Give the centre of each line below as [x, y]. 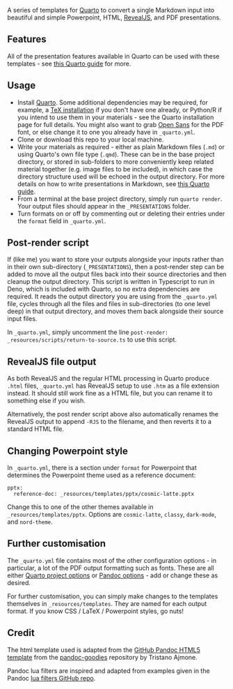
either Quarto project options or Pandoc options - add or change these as [113, 575]
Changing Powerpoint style [68, 451]
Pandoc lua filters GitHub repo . [51, 678]
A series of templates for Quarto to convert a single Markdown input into [111, 10]
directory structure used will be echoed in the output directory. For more [121, 176]
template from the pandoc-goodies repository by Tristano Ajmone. [103, 657]
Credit [21, 633]
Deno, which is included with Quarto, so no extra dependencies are [104, 289]
